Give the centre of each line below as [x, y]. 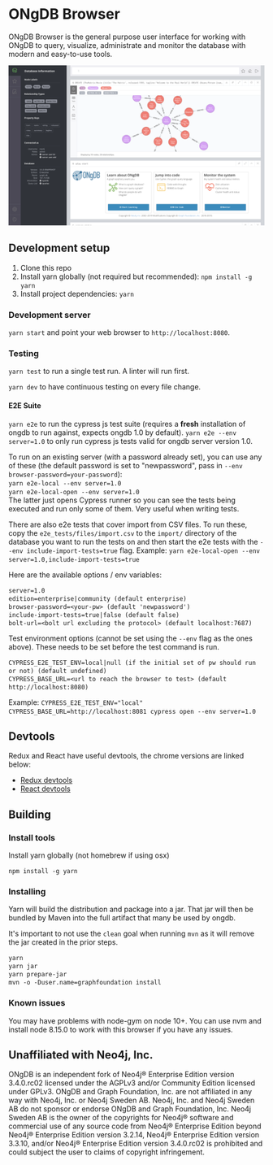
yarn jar [23, 967]
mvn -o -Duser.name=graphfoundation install [85, 983]
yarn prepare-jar [38, 975]
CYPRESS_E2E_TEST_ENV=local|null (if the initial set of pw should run [132, 663]
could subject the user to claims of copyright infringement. [107, 1152]
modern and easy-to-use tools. [61, 54]
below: [19, 764]
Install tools [32, 837]
